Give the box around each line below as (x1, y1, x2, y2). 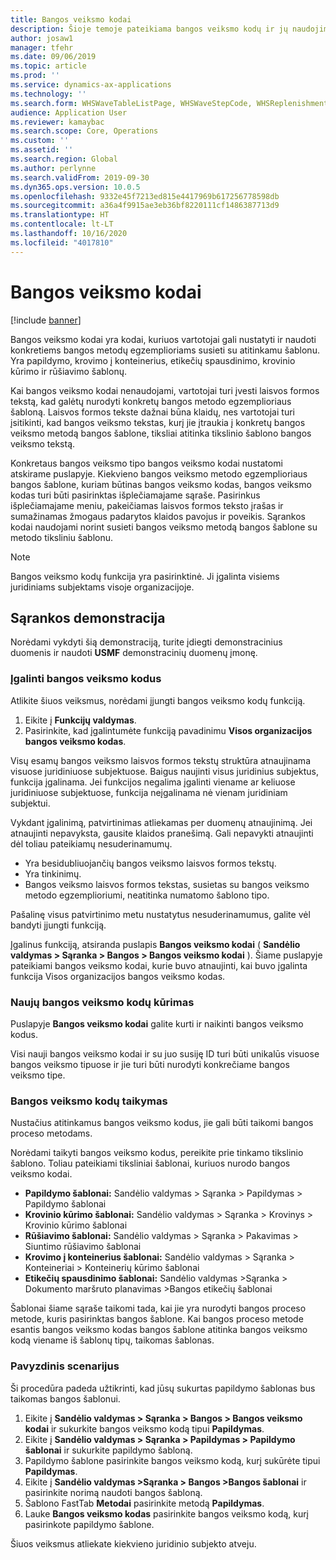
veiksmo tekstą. (10, 437, 76, 450)
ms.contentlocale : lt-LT (10, 219, 114, 230)
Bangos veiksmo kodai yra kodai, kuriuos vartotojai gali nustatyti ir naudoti (10, 333, 317, 345)
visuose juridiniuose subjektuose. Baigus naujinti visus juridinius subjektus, (10, 765, 320, 777)
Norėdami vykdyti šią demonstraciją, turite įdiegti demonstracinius (10, 636, 283, 648)
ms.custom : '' (10, 136, 70, 146)
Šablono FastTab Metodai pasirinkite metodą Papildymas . (24, 1497, 265, 1509)
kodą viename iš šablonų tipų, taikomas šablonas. (10, 1334, 215, 1346)
